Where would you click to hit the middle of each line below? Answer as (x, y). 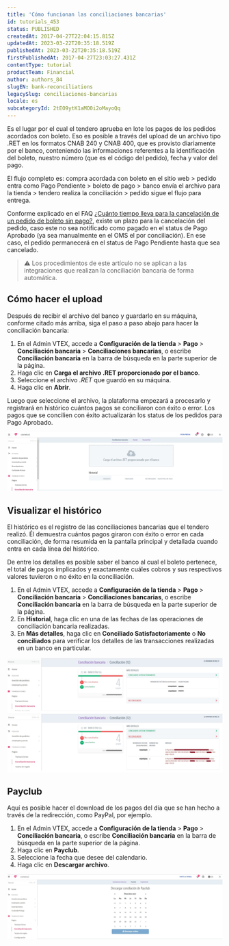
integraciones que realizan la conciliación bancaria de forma (109, 270)
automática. (40, 278)
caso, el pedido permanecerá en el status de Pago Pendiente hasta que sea (113, 242)
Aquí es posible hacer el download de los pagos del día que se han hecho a (113, 808)
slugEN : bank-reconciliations (50, 87)
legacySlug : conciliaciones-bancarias (62, 94)
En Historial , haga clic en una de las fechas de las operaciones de (110, 619)
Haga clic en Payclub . (48, 850)
